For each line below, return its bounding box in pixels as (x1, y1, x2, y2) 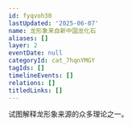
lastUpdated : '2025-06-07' (8, 19, 99, 27)
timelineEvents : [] (8, 71, 74, 79)
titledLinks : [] (8, 86, 63, 95)
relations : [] (8, 79, 56, 87)
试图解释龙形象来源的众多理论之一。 (8, 109, 129, 119)
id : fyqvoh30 (8, 11, 52, 20)
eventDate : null (8, 49, 63, 57)
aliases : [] (8, 34, 48, 43)
